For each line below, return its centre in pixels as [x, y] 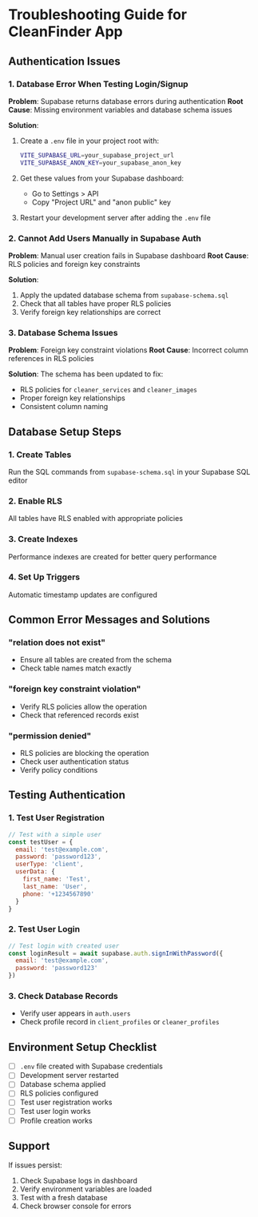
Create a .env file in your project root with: [89, 141]
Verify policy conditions [59, 770]
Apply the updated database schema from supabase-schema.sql [124, 295]
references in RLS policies [51, 359]
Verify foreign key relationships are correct [90, 312]
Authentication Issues [65, 61]
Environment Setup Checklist [83, 1047]
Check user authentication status [74, 762]
